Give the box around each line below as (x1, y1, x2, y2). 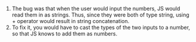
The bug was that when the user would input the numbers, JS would (11, 5, 180, 12)
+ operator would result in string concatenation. (11, 18, 130, 24)
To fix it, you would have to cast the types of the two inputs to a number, (11, 24, 190, 31)
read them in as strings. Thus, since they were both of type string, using (11, 11, 189, 18)
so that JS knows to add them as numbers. (11, 30, 118, 37)
